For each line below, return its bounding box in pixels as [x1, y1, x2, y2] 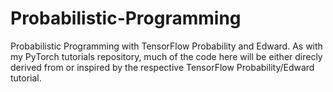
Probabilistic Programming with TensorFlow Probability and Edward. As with [10, 40, 323, 52]
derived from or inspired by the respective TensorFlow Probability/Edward [10, 61, 315, 73]
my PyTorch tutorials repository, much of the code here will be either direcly [10, 50, 323, 62]
